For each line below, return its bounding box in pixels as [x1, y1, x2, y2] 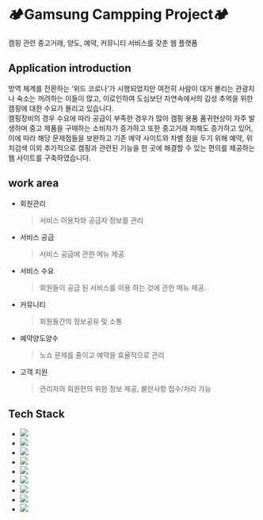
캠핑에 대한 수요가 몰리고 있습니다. [8, 103, 114, 113]
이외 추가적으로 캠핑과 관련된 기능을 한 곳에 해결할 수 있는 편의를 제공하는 [29, 143, 256, 152]
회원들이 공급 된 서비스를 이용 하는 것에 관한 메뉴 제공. [39, 282, 207, 292]
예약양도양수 [19, 333, 59, 342]
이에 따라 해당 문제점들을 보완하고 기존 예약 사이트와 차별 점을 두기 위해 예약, [8, 133, 245, 143]
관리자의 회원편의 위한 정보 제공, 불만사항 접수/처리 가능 [39, 384, 212, 393]
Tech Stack [8, 407, 65, 420]
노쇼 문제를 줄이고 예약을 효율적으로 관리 [39, 350, 165, 360]
